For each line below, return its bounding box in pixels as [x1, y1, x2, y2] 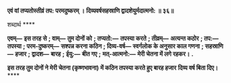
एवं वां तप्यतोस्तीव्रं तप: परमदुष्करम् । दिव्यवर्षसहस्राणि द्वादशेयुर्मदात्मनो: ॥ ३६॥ [7, 7, 174, 15]
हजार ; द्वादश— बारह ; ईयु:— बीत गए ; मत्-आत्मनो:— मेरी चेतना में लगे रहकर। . [15, 50, 193, 58]
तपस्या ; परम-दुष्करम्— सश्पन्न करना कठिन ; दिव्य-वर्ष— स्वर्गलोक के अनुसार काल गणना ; [7, 42, 204, 50]
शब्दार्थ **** [7, 21, 35, 28]
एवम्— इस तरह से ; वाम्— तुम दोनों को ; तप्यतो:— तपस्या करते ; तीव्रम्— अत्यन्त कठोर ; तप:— [7, 35, 219, 42]
